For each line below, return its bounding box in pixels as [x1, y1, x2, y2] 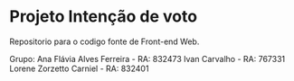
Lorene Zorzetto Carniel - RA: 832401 [9, 63, 149, 74]
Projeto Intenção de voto [9, 6, 197, 27]
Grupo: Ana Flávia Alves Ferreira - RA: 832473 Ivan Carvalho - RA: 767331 [9, 53, 286, 64]
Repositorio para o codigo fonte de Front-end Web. [9, 36, 200, 47]
